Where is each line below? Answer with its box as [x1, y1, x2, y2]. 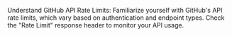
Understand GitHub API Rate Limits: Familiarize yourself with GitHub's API [7, 6, 223, 14]
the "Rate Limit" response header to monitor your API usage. [7, 21, 184, 29]
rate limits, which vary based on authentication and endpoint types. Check [7, 13, 225, 22]
